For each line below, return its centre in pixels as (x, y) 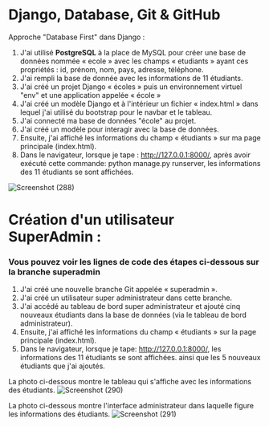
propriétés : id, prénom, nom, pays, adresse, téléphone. (112, 69)
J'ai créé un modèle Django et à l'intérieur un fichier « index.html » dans (139, 103)
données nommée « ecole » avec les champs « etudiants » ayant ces (134, 61)
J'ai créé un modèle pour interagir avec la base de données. (119, 129)
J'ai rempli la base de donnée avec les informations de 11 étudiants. (131, 78)
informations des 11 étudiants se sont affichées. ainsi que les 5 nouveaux (140, 358)
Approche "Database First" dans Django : (77, 37)
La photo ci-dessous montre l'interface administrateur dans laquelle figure (131, 406)
